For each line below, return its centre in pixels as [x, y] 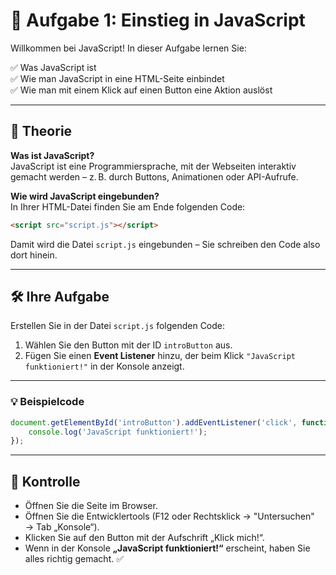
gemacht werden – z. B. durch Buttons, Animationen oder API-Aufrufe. [154, 176]
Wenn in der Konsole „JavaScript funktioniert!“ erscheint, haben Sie [167, 548]
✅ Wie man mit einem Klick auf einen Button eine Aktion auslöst [141, 90]
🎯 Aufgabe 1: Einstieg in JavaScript [158, 20]
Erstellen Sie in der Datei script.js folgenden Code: [118, 326]
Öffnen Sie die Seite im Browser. [91, 506]
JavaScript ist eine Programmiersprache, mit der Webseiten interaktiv [153, 166]
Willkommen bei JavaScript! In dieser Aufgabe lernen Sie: [128, 48]
